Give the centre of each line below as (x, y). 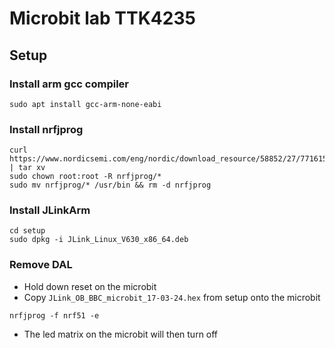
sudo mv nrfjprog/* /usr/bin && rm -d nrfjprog (110, 185)
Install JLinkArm (50, 210)
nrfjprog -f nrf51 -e (54, 315)
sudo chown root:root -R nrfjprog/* (85, 177)
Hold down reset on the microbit (90, 286)
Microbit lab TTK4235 (102, 18)
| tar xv (27, 168)
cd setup (27, 231)
